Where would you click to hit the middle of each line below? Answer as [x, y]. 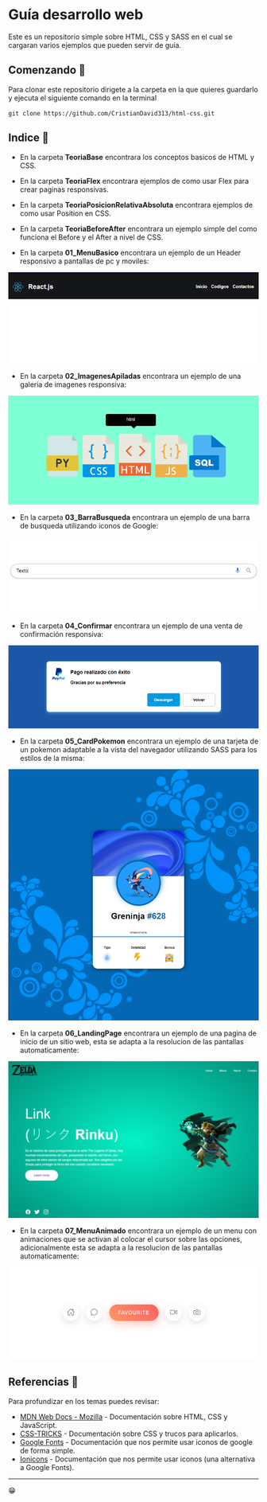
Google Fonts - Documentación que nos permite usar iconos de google [136, 1442]
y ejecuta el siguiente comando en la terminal [83, 98]
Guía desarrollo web [76, 15]
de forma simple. [47, 1450]
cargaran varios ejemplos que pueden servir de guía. [95, 45]
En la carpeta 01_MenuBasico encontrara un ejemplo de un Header [130, 252]
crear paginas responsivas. [64, 189]
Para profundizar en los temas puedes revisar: [84, 1401]
